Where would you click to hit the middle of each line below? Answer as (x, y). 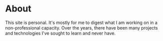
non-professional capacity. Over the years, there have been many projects (81, 27)
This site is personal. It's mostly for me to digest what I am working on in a (81, 22)
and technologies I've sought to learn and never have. (61, 33)
